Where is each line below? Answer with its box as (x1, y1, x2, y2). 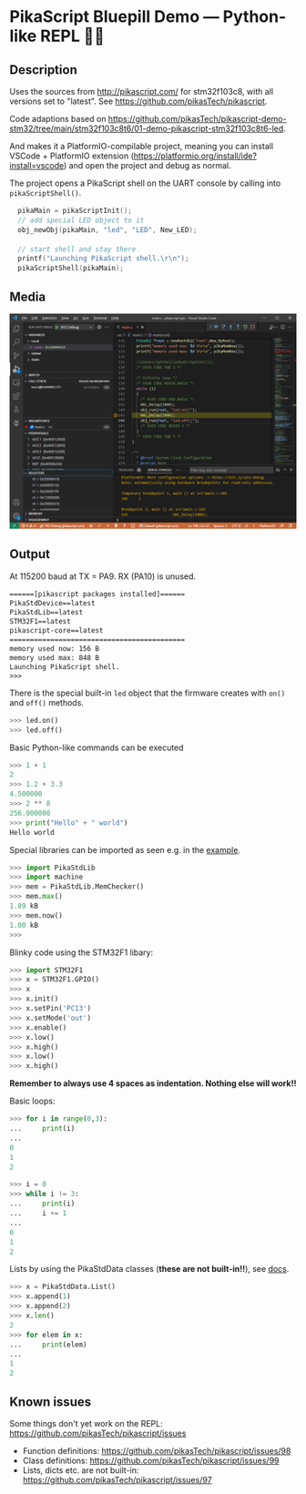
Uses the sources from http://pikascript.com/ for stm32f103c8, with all (9, 86, 274, 97)
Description (9, 62, 77, 77)
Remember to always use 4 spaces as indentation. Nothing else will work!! (9, 1078, 297, 1089)
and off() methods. (9, 696, 85, 707)
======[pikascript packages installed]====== (9, 589, 185, 598)
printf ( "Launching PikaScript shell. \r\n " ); (17, 254, 189, 263)
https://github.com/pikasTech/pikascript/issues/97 (22, 1474, 212, 1485)
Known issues (9, 1394, 92, 1409)
